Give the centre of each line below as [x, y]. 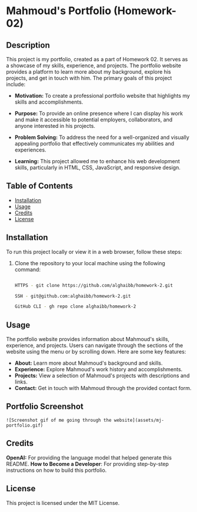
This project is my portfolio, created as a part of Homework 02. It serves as [97, 59]
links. [21, 382]
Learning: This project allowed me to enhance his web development [97, 161]
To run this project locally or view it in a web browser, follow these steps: [94, 252]
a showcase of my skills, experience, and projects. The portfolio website [94, 65]
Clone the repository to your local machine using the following [90, 263]
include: [16, 84]
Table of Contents [40, 186]
